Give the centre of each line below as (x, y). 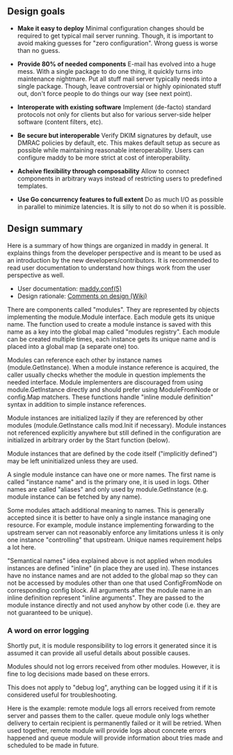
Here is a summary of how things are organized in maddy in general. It (108, 245)
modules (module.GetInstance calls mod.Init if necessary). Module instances (117, 425)
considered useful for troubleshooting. (62, 694)
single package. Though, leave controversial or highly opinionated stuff (119, 86)
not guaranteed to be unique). (50, 612)
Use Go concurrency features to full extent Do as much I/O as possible (120, 199)
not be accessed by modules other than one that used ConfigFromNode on (115, 583)
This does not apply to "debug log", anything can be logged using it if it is (112, 687)
